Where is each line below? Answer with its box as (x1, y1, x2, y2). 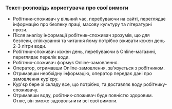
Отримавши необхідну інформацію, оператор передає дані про (12, 70, 152, 77)
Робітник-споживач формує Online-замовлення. (12, 60, 119, 66)
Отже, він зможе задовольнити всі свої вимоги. (12, 98, 118, 104)
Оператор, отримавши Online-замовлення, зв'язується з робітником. (12, 65, 165, 71)
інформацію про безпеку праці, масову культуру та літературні (12, 21, 152, 27)
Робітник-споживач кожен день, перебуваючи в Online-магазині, (12, 48, 157, 55)
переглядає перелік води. (12, 54, 70, 60)
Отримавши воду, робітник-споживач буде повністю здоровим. (12, 92, 153, 99)
